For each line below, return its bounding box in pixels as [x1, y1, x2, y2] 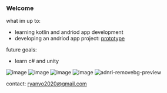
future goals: [6, 46, 37, 53]
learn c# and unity [14, 57, 59, 65]
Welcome [6, 4, 34, 12]
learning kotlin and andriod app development [14, 29, 123, 36]
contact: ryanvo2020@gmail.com [6, 80, 87, 87]
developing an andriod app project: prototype [14, 35, 125, 42]
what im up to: [6, 18, 41, 25]
